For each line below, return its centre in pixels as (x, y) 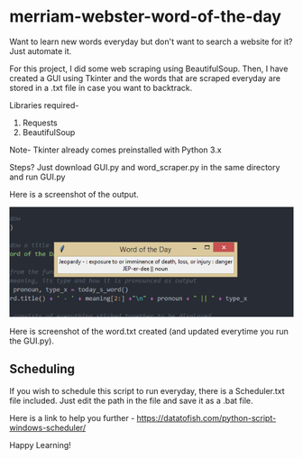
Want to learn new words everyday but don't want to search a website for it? (151, 41)
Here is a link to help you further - (72, 418)
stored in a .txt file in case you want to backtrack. (101, 87)
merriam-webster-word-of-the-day (146, 17)
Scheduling (42, 369)
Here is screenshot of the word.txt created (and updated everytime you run (149, 331)
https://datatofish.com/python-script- (207, 418)
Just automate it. (41, 50)
